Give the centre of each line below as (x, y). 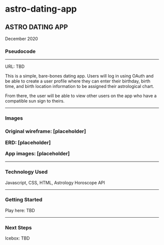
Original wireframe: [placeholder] (46, 131)
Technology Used (26, 172)
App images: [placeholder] (37, 153)
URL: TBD (15, 66)
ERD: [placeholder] (28, 143)
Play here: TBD (20, 210)
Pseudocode (20, 51)
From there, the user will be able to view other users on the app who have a (81, 96)
